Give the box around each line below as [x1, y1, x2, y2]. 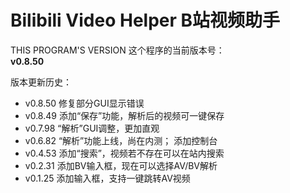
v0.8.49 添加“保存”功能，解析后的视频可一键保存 [24, 109, 225, 121]
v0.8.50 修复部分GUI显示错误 [24, 97, 145, 109]
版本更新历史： [10, 76, 72, 88]
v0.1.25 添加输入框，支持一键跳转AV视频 [24, 172, 191, 184]
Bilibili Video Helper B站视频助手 [10, 9, 281, 32]
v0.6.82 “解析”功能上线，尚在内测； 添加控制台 [24, 134, 218, 146]
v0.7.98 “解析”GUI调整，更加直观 [24, 122, 160, 134]
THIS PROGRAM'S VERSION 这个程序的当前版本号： [10, 44, 225, 56]
